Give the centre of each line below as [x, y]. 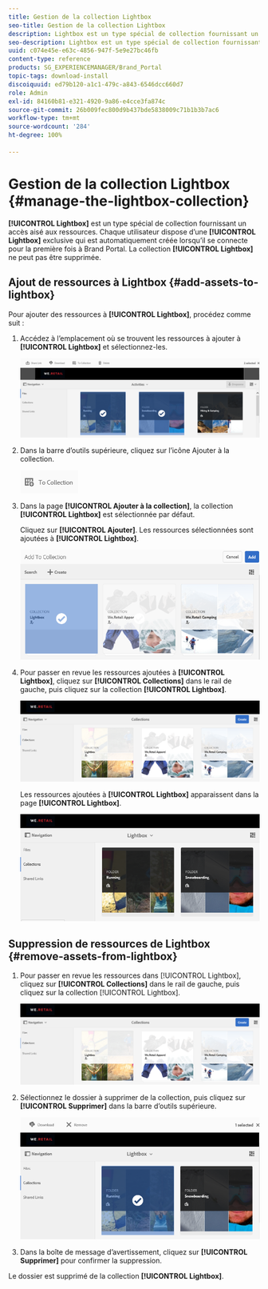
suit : [16, 322]
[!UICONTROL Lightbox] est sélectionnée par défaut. [107, 514]
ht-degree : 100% [35, 135]
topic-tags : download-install [59, 76]
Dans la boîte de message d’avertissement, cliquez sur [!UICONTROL [134, 1252]
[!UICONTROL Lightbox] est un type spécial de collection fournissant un [128, 223]
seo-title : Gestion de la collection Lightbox [87, 25]
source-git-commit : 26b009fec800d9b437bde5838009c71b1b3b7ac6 [114, 110]
